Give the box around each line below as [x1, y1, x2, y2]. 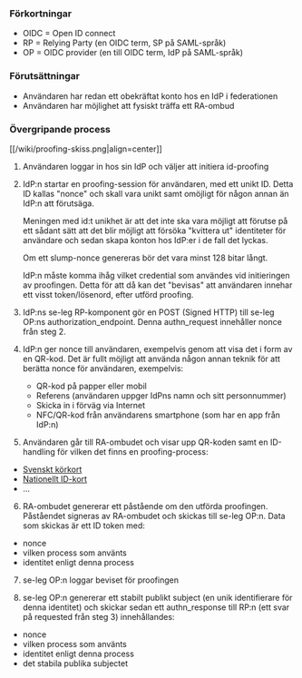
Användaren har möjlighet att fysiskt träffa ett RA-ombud [22, 100, 235, 111]
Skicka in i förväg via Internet [35, 399, 146, 410]
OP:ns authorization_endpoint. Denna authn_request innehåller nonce [22, 316, 283, 327]
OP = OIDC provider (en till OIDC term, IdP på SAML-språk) [22, 47, 243, 58]
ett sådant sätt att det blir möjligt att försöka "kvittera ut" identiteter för [22, 225, 287, 236]
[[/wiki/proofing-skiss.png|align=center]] [9, 143, 163, 154]
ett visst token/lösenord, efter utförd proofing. [22, 289, 194, 300]
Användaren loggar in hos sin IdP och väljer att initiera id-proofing [22, 161, 269, 172]
